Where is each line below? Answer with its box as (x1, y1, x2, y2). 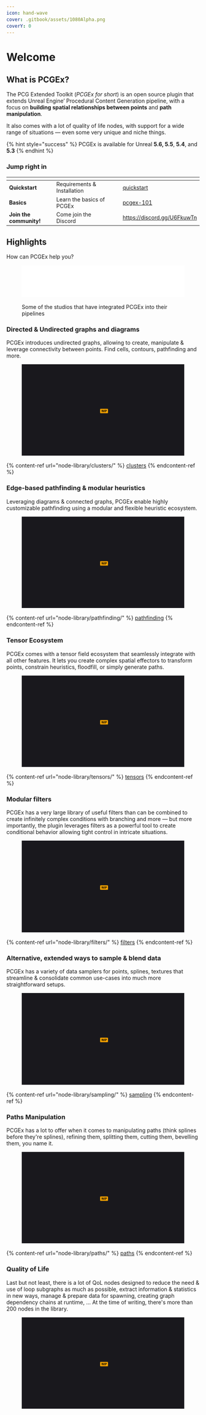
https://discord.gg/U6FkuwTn (122, 214, 197, 221)
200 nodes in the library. (6, 1305, 69, 1312)
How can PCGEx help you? (6, 253, 74, 260)
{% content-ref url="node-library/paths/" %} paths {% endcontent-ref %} (6, 1250, 193, 1257)
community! (9, 217, 41, 224)
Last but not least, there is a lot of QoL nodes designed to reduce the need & (6, 1279, 199, 1286)
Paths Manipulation (6, 1112, 66, 1121)
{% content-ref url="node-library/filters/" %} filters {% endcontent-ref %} (6, 938, 193, 946)
